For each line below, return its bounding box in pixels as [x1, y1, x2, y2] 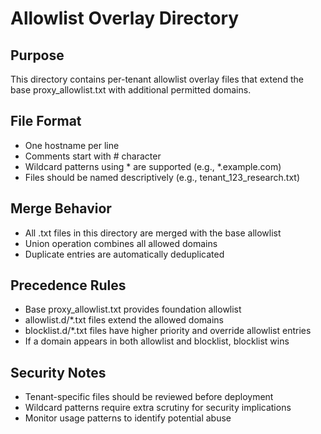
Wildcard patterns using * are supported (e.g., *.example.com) [24, 160, 282, 172]
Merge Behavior [10, 200, 112, 217]
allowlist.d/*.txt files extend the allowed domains [24, 314, 224, 326]
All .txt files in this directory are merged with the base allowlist [24, 227, 282, 239]
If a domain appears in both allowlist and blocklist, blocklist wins [24, 335, 290, 347]
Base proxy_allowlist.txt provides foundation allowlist [24, 303, 242, 316]
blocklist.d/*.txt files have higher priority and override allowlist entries [24, 325, 312, 337]
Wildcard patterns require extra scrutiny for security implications [24, 402, 292, 414]
